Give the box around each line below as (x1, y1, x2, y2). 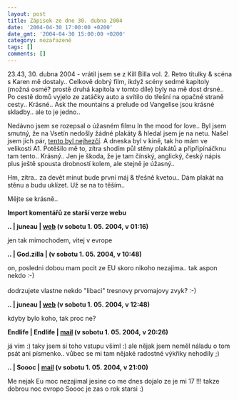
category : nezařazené (7, 37, 72, 44)
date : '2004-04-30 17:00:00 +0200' (7, 24, 113, 31)
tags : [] (7, 43, 34, 51)
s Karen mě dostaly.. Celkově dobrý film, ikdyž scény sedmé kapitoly (7, 77, 210, 86)
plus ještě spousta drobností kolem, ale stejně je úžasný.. (7, 159, 175, 168)
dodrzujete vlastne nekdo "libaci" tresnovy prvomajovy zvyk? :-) (7, 286, 197, 294)
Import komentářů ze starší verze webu (7, 208, 127, 217)
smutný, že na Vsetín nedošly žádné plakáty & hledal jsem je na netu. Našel (7, 129, 228, 138)
